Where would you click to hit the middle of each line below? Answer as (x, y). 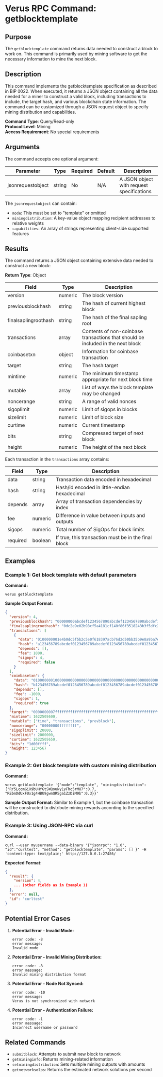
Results (17, 249)
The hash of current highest (114, 303)
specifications (136, 191)
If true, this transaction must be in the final (104, 538)
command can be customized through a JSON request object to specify (77, 107)
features (20, 233)
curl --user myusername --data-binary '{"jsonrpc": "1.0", (66, 845)
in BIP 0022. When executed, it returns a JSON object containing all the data (81, 91)
